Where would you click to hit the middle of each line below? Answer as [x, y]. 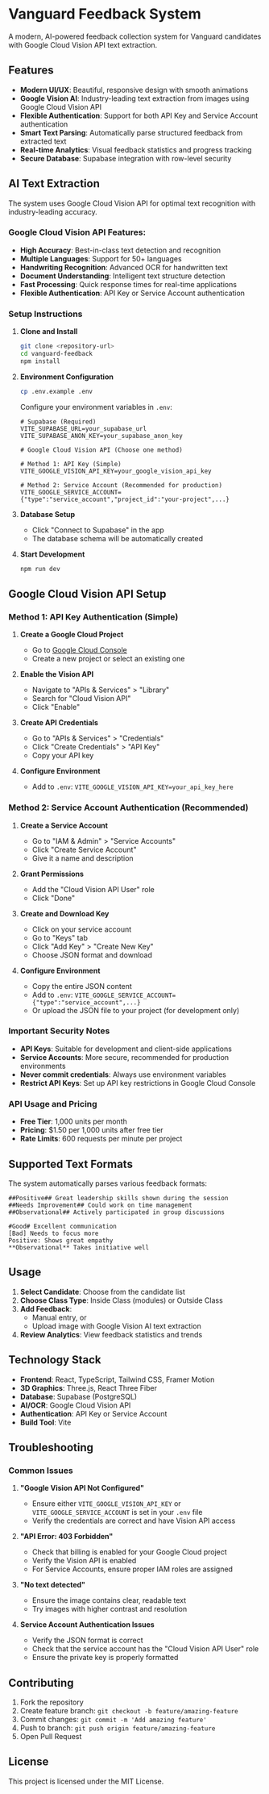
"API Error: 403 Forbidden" [66, 1537]
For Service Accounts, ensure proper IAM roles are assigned [132, 1569]
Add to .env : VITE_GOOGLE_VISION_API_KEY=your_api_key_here [132, 786]
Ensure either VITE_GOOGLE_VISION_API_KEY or [106, 1504]
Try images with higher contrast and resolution [110, 1609]
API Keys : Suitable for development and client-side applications [126, 1049]
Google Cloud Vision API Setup [87, 594]
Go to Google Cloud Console [79, 650]
